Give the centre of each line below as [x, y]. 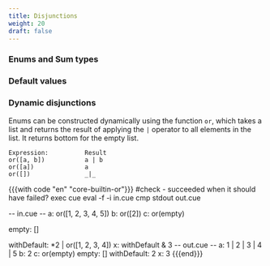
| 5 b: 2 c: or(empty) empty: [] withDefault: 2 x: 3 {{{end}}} [106, 253]
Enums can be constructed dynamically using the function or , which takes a [135, 120]
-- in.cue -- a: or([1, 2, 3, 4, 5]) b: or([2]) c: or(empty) [96, 213]
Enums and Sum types [54, 59]
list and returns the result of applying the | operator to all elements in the [130, 129]
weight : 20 [27, 24]
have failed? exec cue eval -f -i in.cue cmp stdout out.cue [105, 197]
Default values [38, 81]
